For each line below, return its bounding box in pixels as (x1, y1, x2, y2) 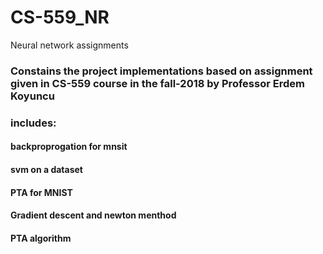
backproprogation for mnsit (10, 141, 128, 153)
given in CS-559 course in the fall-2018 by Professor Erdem (10, 76, 305, 90)
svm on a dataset (10, 163, 83, 175)
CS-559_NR (10, 6, 110, 29)
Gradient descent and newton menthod (10, 209, 177, 221)
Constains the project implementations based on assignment (10, 64, 313, 78)
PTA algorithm (10, 232, 72, 244)
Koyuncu (10, 89, 55, 103)
